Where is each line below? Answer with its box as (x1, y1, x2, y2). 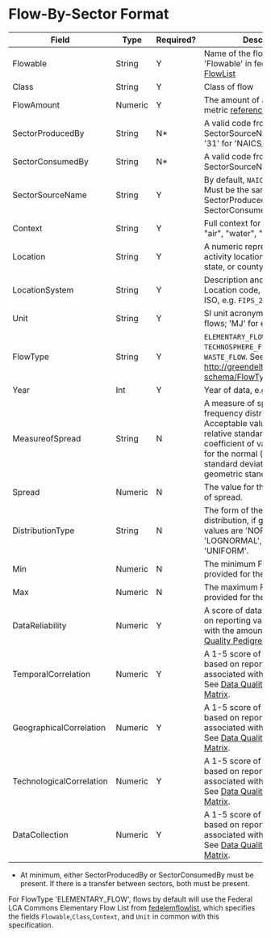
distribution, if (204, 514, 256, 526)
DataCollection (12, 829, 69, 840)
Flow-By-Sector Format (8, 5, 169, 23)
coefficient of (204, 437, 256, 449)
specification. (8, 919, 54, 930)
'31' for (204, 137, 232, 149)
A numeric (204, 240, 244, 251)
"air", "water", (204, 227, 257, 239)
